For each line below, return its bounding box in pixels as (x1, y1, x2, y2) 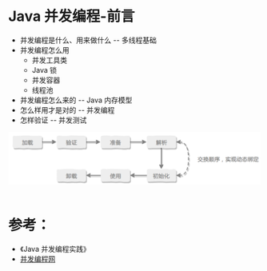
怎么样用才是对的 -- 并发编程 (19, 105, 115, 114)
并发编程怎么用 (19, 45, 70, 54)
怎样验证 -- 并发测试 (19, 115, 87, 125)
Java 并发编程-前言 (8, 7, 135, 26)
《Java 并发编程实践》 (19, 244, 90, 253)
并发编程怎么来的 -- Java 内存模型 (19, 95, 133, 105)
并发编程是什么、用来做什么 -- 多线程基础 (19, 35, 157, 45)
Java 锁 (31, 65, 58, 74)
